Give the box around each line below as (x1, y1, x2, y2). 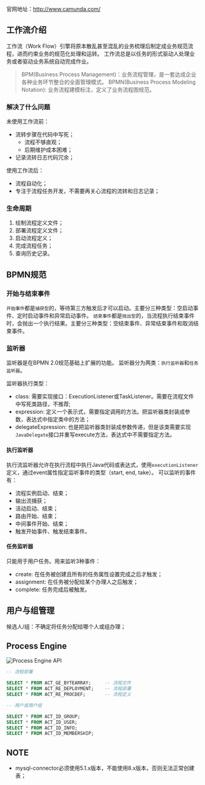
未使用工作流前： (6, 118, 49, 125)
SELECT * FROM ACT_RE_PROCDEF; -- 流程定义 (6, 691, 131, 698)
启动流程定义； (15, 234, 53, 242)
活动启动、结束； (15, 504, 59, 512)
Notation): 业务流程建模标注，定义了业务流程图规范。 (21, 86, 155, 93)
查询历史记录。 (15, 250, 53, 257)
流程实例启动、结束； (15, 489, 69, 497)
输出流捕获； (15, 497, 48, 504)
